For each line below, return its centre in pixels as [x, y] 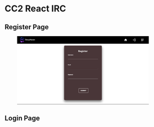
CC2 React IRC [36, 9]
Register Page [27, 27]
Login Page [22, 118]
